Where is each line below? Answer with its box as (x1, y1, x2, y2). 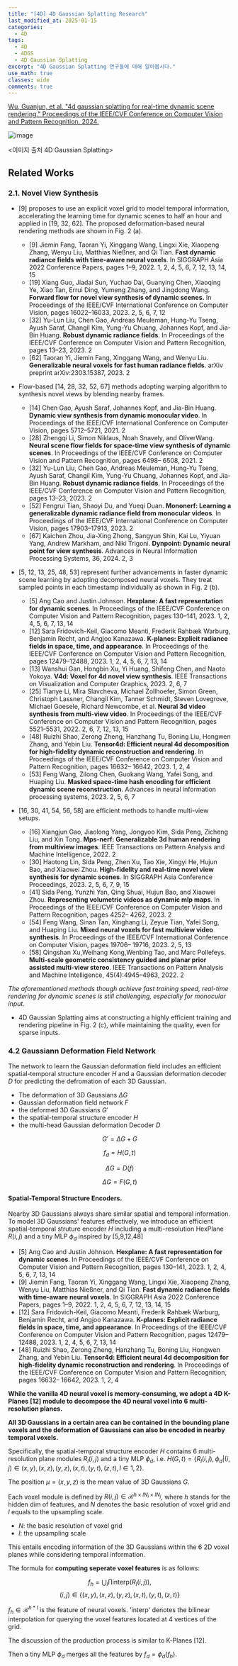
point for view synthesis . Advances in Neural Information (28, 547, 198, 555)
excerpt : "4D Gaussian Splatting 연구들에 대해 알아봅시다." (8, 63, 176, 70)
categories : (8, 23, 43, 30)
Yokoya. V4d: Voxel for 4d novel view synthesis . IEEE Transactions (28, 671, 227, 681)
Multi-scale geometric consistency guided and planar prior (28, 955, 207, 964)
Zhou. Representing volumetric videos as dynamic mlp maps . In (28, 895, 220, 904)
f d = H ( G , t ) (103, 1148, 137, 1159)
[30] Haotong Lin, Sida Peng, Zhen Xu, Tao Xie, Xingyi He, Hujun (28, 857, 218, 866)
